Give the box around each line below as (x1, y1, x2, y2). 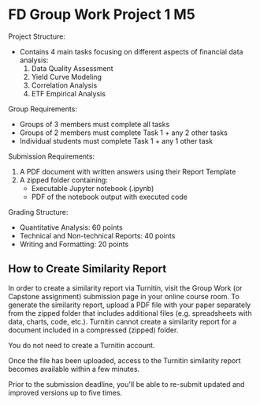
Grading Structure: (8, 207, 69, 216)
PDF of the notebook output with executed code (31, 192, 188, 201)
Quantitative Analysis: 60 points (19, 223, 124, 232)
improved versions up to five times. (8, 388, 123, 397)
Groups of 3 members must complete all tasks (19, 119, 170, 129)
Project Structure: (8, 32, 65, 41)
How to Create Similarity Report (8, 262, 167, 276)
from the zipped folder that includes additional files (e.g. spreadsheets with (8, 308, 252, 317)
